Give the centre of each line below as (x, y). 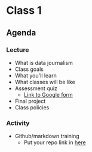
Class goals (29, 69)
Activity (18, 123)
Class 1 (24, 11)
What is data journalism (44, 62)
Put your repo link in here (55, 142)
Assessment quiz (36, 88)
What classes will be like (45, 82)
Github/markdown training (47, 136)
